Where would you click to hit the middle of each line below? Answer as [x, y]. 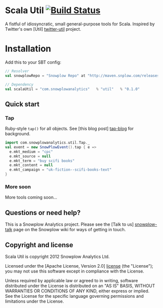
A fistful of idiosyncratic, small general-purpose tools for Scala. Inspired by [80, 24]
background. [18, 134]
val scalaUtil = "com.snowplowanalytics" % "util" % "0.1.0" [72, 89]
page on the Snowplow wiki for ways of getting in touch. [70, 230]
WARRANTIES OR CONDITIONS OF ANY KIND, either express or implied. [77, 291]
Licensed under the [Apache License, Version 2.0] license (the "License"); [79, 266]
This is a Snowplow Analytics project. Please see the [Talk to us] [69, 224]
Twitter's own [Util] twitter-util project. [43, 29]
